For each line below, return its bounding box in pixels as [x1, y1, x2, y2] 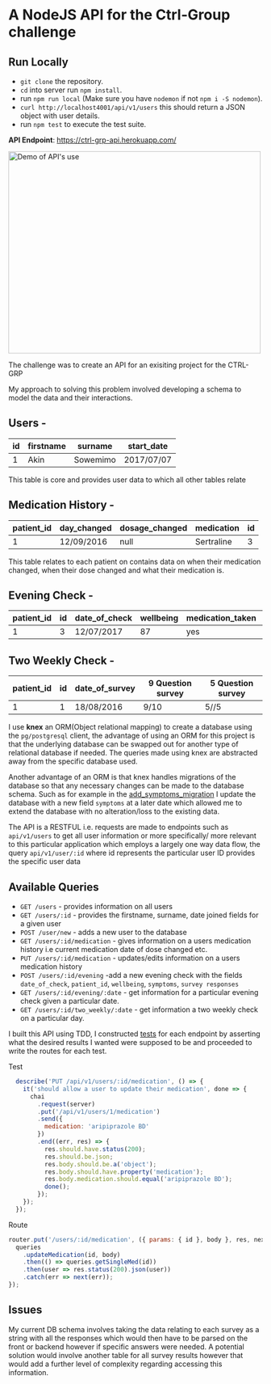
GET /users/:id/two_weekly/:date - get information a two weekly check [19, 1005, 259, 1014]
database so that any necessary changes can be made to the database [8, 781, 244, 790]
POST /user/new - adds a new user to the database [19, 928, 187, 937]
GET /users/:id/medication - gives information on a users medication [19, 936, 252, 946]
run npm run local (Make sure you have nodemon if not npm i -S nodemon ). [19, 94, 263, 103]
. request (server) [37, 1100, 95, 1108]
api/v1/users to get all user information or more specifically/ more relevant [8, 831, 256, 840]
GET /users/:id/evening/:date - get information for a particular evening [19, 988, 259, 997]
